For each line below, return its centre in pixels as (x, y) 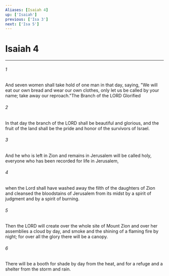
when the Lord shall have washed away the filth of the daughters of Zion (80, 188)
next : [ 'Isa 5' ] (22, 24)
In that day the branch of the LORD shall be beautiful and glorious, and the (82, 123)
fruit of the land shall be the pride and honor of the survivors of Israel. (77, 128)
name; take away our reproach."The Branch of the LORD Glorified (73, 96)
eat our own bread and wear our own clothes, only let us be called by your (82, 90)
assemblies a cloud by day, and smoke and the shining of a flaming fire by (82, 231)
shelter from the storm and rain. (38, 269)
